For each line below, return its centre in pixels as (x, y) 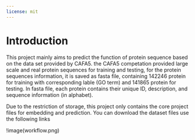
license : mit (22, 12)
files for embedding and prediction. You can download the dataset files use (97, 112)
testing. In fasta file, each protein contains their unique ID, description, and (97, 89)
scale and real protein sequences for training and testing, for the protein (94, 70)
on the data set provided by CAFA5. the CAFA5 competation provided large (97, 63)
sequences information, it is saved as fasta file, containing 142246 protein (96, 76)
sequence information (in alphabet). (50, 95)
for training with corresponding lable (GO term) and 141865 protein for (91, 82)
